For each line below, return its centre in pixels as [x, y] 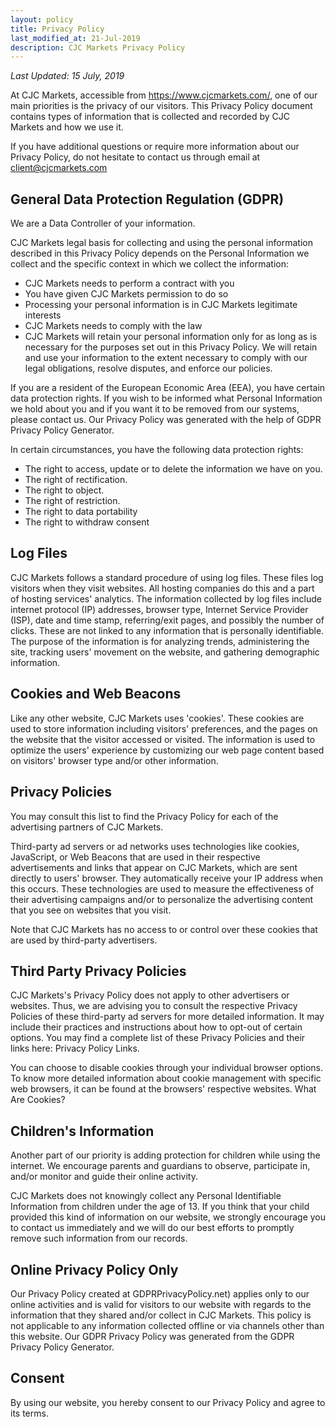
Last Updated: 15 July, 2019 [67, 76]
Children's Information [82, 1131]
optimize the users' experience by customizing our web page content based [167, 750]
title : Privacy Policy [57, 29]
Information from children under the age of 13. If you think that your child [160, 1207]
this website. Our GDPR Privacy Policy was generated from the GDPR [152, 1336]
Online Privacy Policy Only [94, 1269]
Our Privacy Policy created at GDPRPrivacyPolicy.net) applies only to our [160, 1293]
